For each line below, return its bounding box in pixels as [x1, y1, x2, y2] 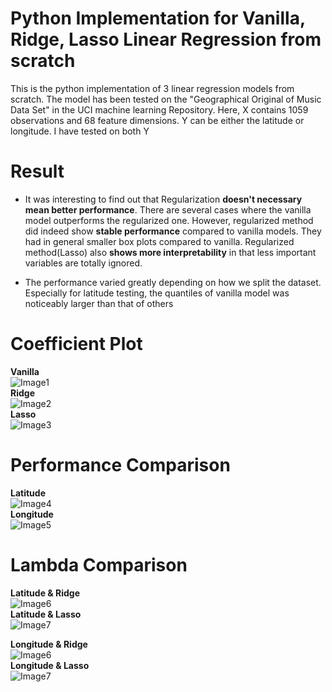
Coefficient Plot [10, 333, 143, 356]
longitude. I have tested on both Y [10, 125, 150, 137]
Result [10, 160, 65, 183]
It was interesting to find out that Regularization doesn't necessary [24, 193, 303, 205]
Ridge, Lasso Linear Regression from [10, 28, 322, 51]
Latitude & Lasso [10, 608, 82, 620]
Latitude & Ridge [10, 587, 81, 599]
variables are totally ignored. [24, 257, 143, 269]
